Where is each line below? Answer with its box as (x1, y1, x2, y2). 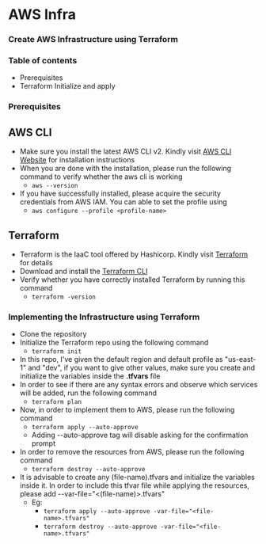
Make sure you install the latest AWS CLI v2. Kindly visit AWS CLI (19, 146, 232, 156)
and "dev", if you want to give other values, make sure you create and (27, 363, 256, 373)
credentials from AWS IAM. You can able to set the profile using (19, 197, 227, 207)
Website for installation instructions (19, 155, 135, 165)
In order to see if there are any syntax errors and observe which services (19, 380, 258, 390)
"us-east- (224, 355, 256, 364)
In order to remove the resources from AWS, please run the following (19, 447, 245, 457)
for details (19, 257, 53, 267)
